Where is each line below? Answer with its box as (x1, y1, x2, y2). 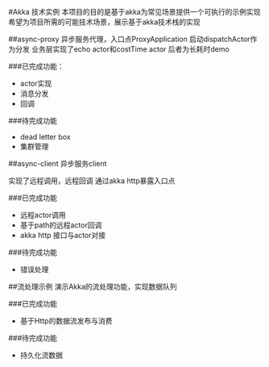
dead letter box (19, 132, 71, 141)
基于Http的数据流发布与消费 (19, 316, 113, 325)
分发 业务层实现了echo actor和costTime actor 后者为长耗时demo (14, 44, 230, 54)
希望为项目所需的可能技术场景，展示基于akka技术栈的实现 (8, 17, 201, 27)
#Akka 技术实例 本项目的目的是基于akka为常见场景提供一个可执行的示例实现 (8, 7, 261, 16)
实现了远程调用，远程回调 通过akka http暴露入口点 (8, 176, 176, 186)
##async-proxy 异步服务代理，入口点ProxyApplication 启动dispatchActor (8, 35, 250, 44)
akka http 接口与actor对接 (19, 231, 106, 240)
